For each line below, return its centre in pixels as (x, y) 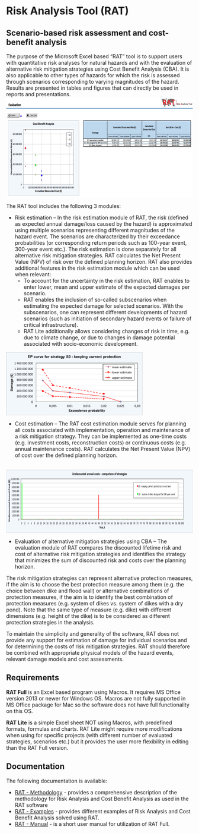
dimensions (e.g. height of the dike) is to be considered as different (88, 616)
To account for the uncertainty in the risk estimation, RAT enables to (107, 281)
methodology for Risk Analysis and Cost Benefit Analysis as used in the (102, 799)
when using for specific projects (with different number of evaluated (89, 735)
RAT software (31, 805)
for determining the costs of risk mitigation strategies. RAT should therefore (98, 646)
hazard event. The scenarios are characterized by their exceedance (97, 236)
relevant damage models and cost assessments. (65, 659)
